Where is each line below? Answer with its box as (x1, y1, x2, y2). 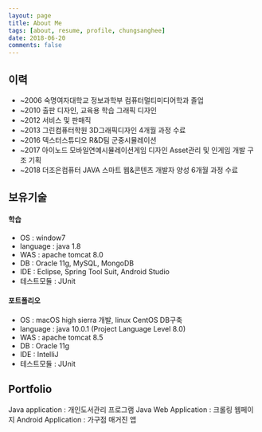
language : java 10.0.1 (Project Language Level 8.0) (19, 324, 186, 333)
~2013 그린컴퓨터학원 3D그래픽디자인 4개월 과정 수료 (19, 125, 186, 135)
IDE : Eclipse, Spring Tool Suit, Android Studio (19, 266, 170, 276)
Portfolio (8, 383, 53, 396)
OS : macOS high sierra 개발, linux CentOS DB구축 (19, 315, 183, 324)
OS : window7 (19, 233, 66, 242)
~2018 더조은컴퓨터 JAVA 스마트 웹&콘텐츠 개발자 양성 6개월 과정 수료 (19, 165, 239, 175)
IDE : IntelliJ (19, 349, 59, 359)
